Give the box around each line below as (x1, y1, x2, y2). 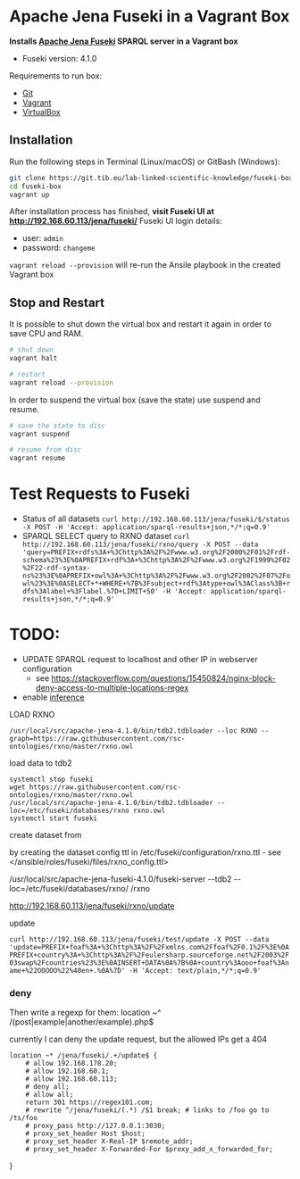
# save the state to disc (9, 421, 105, 430)
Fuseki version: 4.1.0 (21, 53, 97, 63)
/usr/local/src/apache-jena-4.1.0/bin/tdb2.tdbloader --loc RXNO (9, 726, 257, 735)
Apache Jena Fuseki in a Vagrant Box (9, 6, 290, 27)
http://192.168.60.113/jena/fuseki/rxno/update (9, 901, 175, 911)
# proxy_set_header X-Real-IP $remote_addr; (25, 1137, 194, 1146)
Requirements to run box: (9, 70, 103, 81)
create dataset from (9, 830, 82, 841)
